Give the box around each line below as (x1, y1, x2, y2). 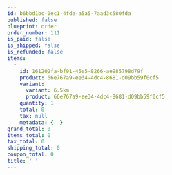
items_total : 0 (7, 132, 51, 138)
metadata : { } (19, 119, 64, 126)
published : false (7, 17, 57, 23)
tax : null (19, 112, 48, 119)
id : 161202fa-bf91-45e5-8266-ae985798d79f (19, 68, 144, 74)
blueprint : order (7, 23, 57, 30)
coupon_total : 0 (7, 151, 54, 158)
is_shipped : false (7, 42, 60, 49)
